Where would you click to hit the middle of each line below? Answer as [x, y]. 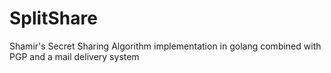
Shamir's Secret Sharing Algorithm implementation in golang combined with [165, 46]
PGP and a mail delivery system [74, 56]
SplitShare [53, 18]
